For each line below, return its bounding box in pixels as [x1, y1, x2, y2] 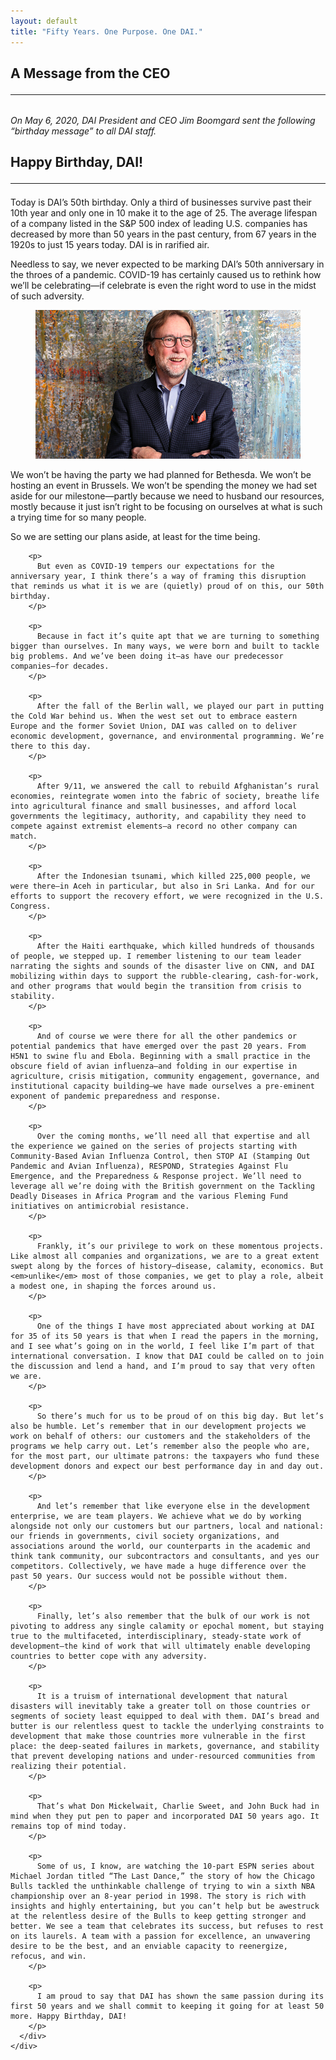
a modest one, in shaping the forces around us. [10, 1281, 217, 1291]
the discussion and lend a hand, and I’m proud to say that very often [10, 1361, 315, 1371]
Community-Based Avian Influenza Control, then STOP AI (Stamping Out [10, 1151, 311, 1161]
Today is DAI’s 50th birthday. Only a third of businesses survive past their [10, 196, 312, 209]
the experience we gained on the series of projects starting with [10, 1141, 298, 1151]
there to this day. [10, 741, 92, 751]
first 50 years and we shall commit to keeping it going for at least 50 [10, 2001, 325, 2011]
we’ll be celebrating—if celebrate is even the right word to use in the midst [10, 280, 317, 292]
